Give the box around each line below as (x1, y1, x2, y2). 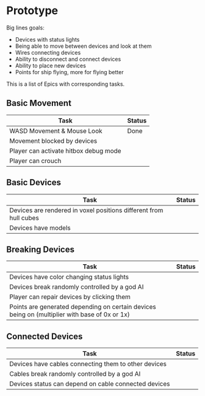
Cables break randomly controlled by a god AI (9, 370, 141, 378)
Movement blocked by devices (9, 136, 98, 145)
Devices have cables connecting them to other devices (9, 360, 167, 368)
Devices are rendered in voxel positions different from (9, 206, 164, 215)
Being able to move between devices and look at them (15, 42, 152, 50)
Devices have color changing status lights (9, 273, 129, 281)
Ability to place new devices (15, 62, 87, 69)
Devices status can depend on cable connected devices (9, 379, 170, 388)
